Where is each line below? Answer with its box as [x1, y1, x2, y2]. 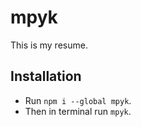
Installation [10, 68, 82, 85]
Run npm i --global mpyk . [24, 94, 132, 106]
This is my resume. [10, 39, 88, 51]
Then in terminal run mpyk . [24, 105, 132, 117]
